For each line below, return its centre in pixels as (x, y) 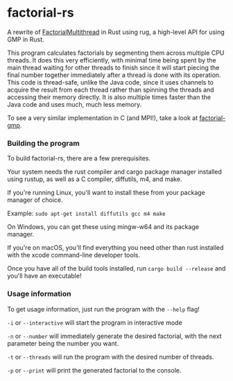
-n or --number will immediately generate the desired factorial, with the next (114, 336)
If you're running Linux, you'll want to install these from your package (106, 193)
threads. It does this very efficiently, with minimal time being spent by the (112, 60)
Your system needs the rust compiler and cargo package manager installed (114, 172)
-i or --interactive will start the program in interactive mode (95, 322)
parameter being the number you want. (63, 343)
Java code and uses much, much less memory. (75, 104)
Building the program (43, 143)
